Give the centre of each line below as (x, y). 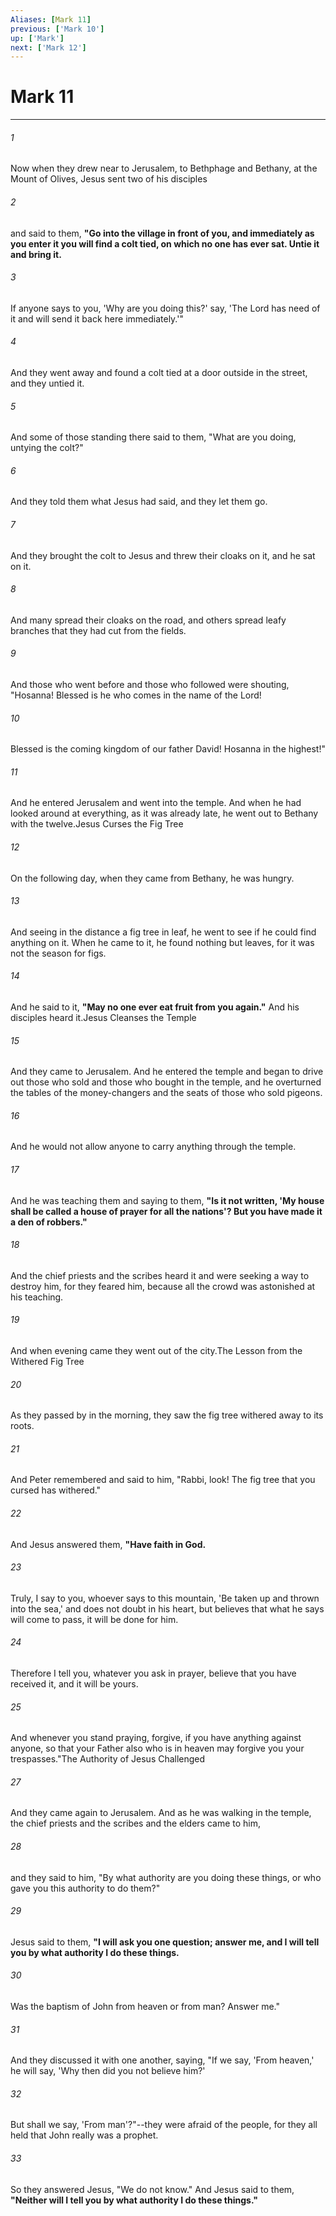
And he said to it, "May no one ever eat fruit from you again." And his (155, 1007)
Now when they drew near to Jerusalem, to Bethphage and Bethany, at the (164, 168)
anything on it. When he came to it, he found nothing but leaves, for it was (162, 942)
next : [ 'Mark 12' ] (48, 47)
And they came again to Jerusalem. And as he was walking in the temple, (161, 1813)
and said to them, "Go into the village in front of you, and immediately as (162, 233)
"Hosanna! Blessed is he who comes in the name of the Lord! (136, 695)
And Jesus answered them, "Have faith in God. (108, 1544)
